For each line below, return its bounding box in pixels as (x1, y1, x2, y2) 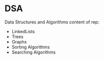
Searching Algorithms (11, 49, 56, 55)
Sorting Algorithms (11, 44, 50, 50)
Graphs (11, 39, 27, 44)
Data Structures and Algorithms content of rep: (4, 19, 100, 25)
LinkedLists (11, 28, 35, 34)
